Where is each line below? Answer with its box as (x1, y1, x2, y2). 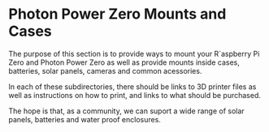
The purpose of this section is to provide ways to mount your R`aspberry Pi (8, 49, 260, 58)
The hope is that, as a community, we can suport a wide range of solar (8, 106, 245, 116)
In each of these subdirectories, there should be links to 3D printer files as (8, 82, 257, 92)
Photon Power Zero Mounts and (8, 5, 227, 23)
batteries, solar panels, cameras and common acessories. (8, 66, 202, 75)
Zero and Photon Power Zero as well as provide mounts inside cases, (8, 57, 240, 67)
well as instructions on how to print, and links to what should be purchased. (8, 90, 262, 100)
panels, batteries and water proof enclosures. (8, 114, 161, 124)
